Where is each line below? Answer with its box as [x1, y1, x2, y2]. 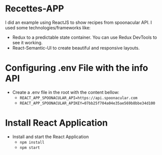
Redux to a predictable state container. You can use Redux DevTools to [12, 34, 157, 40]
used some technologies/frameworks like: [5, 24, 91, 30]
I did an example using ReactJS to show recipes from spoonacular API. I [5, 19, 152, 25]
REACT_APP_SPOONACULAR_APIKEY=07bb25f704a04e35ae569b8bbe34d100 [19, 100, 156, 106]
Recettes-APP [5, 3, 64, 14]
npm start [19, 145, 41, 150]
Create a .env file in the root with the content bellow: [12, 89, 120, 95]
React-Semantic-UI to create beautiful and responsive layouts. [12, 45, 140, 51]
